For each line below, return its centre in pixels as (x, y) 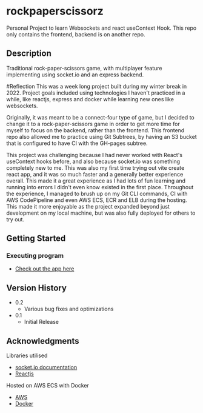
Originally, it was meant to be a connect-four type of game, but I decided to (101, 117)
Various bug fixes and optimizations (69, 309)
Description (29, 54)
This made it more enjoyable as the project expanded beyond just (88, 206)
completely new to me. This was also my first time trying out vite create (95, 167)
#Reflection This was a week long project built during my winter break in (97, 86)
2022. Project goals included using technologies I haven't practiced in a (96, 93)
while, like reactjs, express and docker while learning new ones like (90, 99)
